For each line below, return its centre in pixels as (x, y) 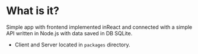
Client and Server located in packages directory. (72, 45)
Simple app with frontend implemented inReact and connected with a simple (99, 27)
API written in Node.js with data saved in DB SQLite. (69, 33)
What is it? (33, 11)
